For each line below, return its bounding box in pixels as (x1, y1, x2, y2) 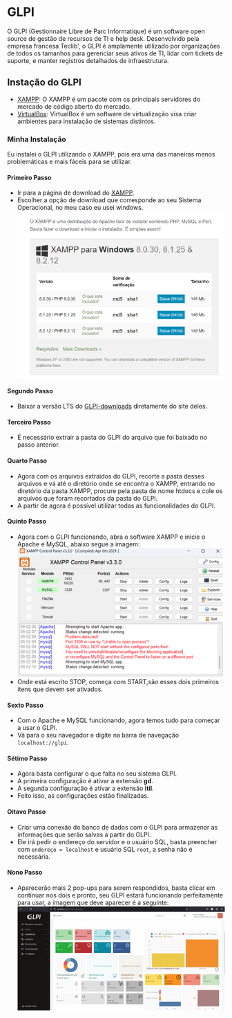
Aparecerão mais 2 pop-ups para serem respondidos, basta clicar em (17, 884, 215, 892)
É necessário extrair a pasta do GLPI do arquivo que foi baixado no (17, 434, 208, 442)
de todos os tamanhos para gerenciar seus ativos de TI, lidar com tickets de (7, 49, 223, 57)
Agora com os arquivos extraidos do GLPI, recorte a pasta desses (17, 472, 205, 480)
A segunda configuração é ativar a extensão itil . (17, 784, 154, 793)
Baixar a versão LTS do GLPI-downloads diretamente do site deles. (17, 402, 208, 411)
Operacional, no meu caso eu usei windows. (17, 204, 144, 212)
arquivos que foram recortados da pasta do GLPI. (17, 494, 158, 502)
